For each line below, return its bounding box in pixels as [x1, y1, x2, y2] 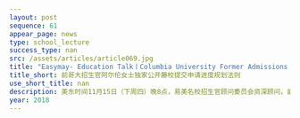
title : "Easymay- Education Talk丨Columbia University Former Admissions [9, 63, 288, 72]
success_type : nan [9, 46, 78, 55]
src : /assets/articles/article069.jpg [9, 54, 154, 63]
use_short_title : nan [9, 79, 90, 88]
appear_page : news [9, 29, 78, 38]
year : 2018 [9, 95, 50, 105]
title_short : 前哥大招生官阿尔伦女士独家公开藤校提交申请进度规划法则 [9, 71, 241, 80]
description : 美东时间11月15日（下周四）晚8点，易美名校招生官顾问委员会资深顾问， [9, 87, 287, 96]
